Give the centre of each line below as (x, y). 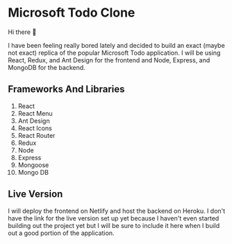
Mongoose (33, 165)
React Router (36, 135)
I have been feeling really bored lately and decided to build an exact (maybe (116, 45)
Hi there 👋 (22, 32)
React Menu (35, 113)
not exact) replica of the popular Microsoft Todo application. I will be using (114, 53)
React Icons (35, 128)
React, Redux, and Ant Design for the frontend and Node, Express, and (109, 60)
